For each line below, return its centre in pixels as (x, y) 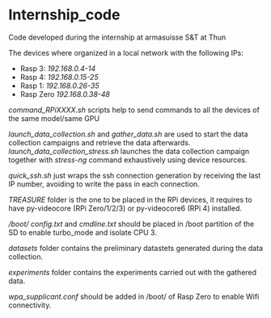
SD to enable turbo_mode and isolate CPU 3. (83, 232)
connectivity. (30, 305)
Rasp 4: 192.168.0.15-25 (59, 77)
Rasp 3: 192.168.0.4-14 (57, 68)
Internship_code (64, 15)
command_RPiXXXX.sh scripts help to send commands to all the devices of (134, 110)
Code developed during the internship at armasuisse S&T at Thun (117, 37)
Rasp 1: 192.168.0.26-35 (59, 86)
